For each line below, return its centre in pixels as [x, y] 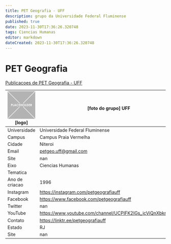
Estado [15, 227]
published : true [22, 21]
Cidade [15, 144]
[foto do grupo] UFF [109, 108]
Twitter [15, 206]
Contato [16, 220]
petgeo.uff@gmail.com [64, 151]
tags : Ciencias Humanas [31, 32]
